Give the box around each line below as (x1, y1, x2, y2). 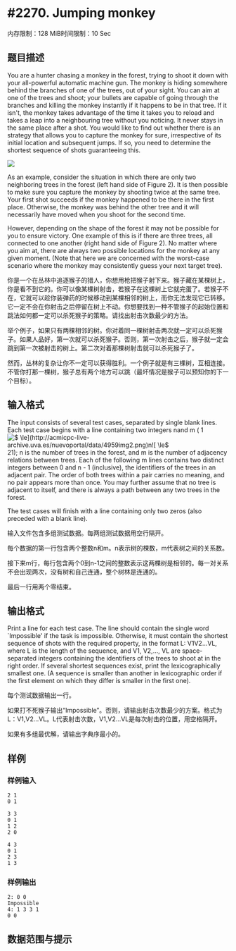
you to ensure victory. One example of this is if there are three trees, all (7, 231, 213, 240)
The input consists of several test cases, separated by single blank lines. (7, 418, 218, 427)
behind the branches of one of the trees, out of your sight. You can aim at (7, 86, 220, 94)
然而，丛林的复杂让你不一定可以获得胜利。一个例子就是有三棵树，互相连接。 (7, 358, 229, 367)
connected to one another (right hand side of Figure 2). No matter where (7, 238, 218, 247)
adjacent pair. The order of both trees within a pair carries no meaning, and (7, 470, 225, 479)
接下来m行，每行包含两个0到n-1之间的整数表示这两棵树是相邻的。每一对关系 (7, 558, 229, 567)
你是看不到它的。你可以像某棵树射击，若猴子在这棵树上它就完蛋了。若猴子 (7, 284, 223, 293)
